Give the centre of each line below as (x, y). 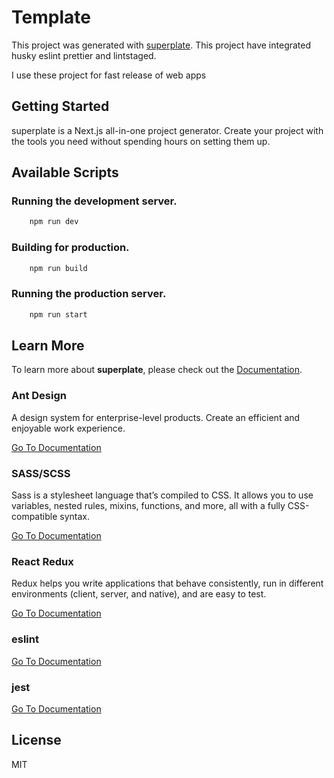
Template (51, 17)
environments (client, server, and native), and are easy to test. (139, 594)
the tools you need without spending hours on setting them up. (141, 141)
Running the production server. (89, 294)
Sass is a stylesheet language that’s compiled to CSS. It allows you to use (162, 495)
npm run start (58, 314)
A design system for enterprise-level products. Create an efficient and (156, 417)
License (36, 740)
